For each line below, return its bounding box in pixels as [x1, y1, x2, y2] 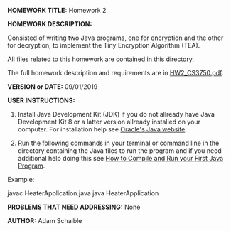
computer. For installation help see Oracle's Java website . [17, 125, 187, 134]
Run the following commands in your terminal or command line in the [17, 139, 220, 147]
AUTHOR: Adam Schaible [7, 217, 82, 225]
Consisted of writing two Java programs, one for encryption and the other [7, 33, 224, 42]
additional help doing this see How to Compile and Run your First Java [17, 154, 224, 162]
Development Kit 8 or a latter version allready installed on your [17, 117, 201, 126]
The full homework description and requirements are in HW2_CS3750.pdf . [7, 69, 224, 77]
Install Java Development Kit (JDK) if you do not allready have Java [17, 110, 215, 118]
